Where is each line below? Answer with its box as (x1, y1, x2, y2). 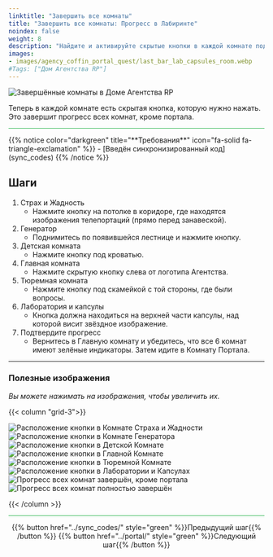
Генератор (19, 223, 58, 233)
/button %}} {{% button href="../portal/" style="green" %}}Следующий (17, 531, 256, 541)
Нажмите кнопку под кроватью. (32, 249, 145, 259)
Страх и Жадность (19, 197, 85, 208)
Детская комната (19, 241, 81, 251)
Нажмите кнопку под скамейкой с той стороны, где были (32, 284, 233, 294)
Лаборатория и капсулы (19, 301, 104, 311)
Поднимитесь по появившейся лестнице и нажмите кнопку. (32, 232, 241, 242)
